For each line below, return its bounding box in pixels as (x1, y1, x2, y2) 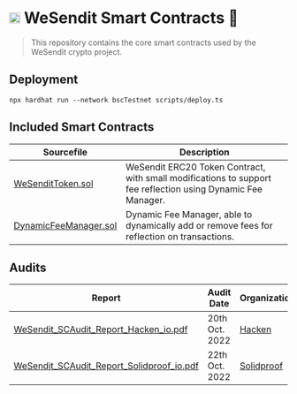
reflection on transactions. (125, 230, 235, 242)
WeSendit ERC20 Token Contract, (125, 161, 266, 173)
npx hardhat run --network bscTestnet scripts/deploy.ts (9, 95, 224, 104)
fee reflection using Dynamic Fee (125, 183, 263, 195)
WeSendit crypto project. (30, 46, 122, 57)
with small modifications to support (125, 171, 272, 184)
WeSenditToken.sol (13, 177, 94, 189)
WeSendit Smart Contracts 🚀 (23, 8, 239, 28)
